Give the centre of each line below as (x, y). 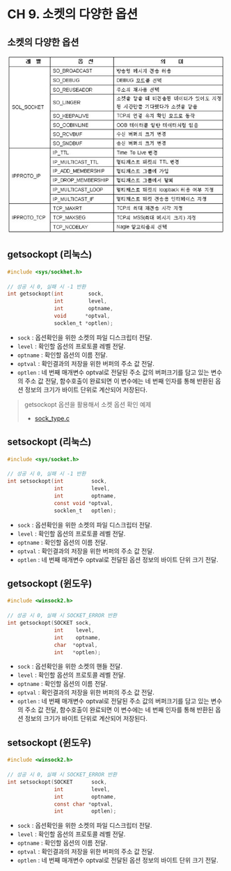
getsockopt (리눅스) (50, 255)
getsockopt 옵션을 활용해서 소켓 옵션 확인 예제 (88, 404)
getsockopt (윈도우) (50, 584)
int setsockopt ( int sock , (57, 481)
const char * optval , (83, 804)
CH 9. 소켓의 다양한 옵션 (73, 14)
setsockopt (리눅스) (49, 442)
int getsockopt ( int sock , (56, 294)
